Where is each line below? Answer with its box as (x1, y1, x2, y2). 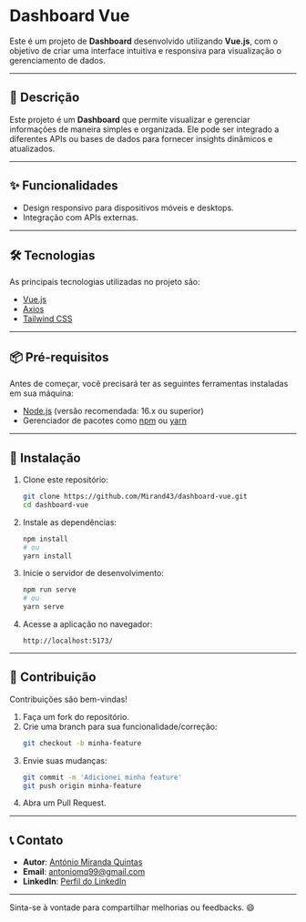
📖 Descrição (9, 90, 80, 106)
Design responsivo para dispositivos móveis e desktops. (22, 202, 234, 213)
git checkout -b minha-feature (22, 738, 142, 747)
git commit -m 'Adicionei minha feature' (22, 773, 183, 782)
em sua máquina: (9, 388, 75, 399)
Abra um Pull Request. (22, 797, 107, 808)
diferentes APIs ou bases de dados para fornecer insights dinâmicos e (9, 133, 273, 144)
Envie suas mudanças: (22, 755, 107, 765)
